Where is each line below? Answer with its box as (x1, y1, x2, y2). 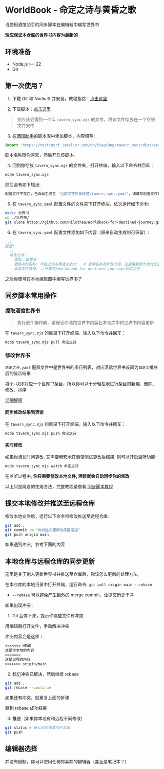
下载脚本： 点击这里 (12, 106, 51, 112)
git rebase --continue (5, 685, 51, 690)
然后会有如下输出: (5, 182, 41, 187)
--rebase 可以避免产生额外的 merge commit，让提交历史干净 (12, 592, 134, 598)
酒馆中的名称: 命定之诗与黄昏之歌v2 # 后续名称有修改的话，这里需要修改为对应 (14, 262, 157, 267)
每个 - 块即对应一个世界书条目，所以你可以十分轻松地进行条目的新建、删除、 (5, 380, 157, 387)
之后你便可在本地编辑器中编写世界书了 (5, 276, 82, 281)
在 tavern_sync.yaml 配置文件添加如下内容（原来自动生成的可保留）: (12, 229, 150, 235)
